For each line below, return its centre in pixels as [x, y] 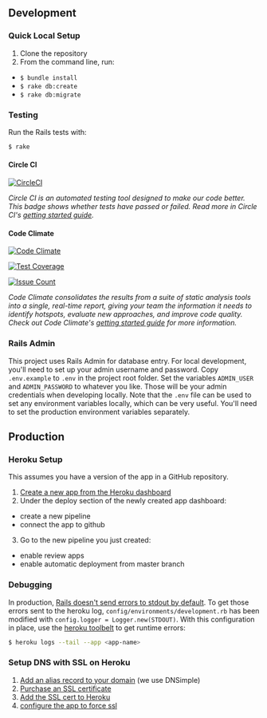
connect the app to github [62, 525]
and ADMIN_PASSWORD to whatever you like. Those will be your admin [118, 386]
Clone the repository [53, 53]
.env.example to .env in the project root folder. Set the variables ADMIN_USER [131, 377]
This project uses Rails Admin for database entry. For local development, [128, 361]
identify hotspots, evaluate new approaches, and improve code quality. [126, 314]
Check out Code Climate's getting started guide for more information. [123, 323]
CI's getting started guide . [51, 215]
